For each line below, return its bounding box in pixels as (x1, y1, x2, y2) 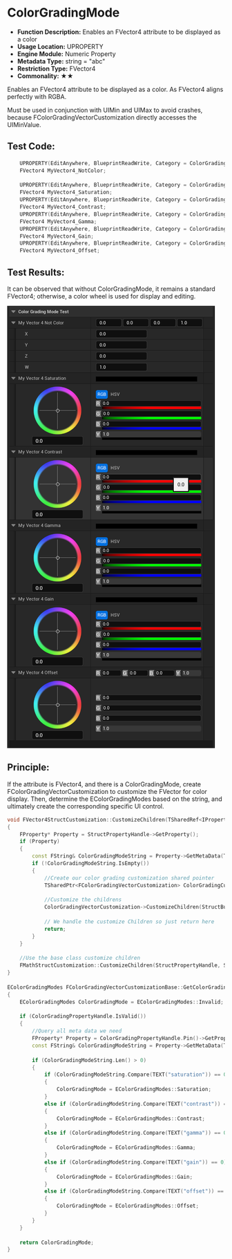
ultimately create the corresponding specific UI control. (7, 802, 164, 810)
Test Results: (7, 266, 65, 278)
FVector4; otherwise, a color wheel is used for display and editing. (7, 292, 196, 300)
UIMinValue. (7, 120, 41, 129)
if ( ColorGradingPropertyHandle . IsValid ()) (19, 1013, 147, 1020)
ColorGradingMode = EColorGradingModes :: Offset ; (56, 1202, 199, 1210)
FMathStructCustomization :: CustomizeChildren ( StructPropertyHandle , (19, 962, 221, 969)
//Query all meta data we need (32, 1028, 122, 1034)
